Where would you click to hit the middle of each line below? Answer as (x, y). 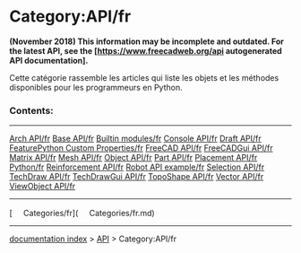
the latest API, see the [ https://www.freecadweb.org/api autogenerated (146, 50)
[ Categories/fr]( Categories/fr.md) (82, 214)
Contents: (31, 110)
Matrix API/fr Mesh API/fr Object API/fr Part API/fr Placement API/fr (133, 158)
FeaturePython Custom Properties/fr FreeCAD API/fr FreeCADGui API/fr (141, 148)
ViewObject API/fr (43, 187)
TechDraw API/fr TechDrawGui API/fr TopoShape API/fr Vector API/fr (137, 177)
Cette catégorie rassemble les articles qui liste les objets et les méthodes (144, 77)
